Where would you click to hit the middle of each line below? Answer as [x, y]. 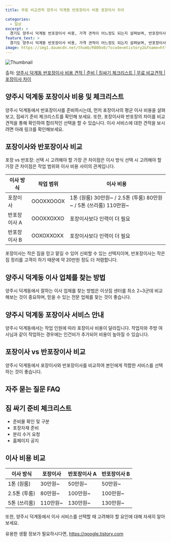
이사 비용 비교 [25, 458]
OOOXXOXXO [48, 218]
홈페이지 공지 [26, 441]
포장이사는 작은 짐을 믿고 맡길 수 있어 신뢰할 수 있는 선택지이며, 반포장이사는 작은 [85, 254]
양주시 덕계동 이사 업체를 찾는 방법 [55, 277]
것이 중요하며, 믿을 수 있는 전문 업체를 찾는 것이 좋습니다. [75, 297]
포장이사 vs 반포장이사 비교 [45, 352]
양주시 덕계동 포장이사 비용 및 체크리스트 [65, 97]
